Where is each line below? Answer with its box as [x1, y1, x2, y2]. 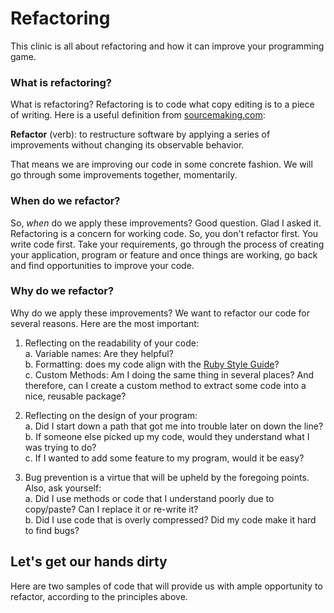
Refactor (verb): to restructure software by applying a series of [10, 128, 271, 141]
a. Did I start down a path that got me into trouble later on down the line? [24, 420, 324, 432]
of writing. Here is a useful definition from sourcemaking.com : [10, 109, 266, 121]
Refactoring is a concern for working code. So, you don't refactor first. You [10, 227, 319, 239]
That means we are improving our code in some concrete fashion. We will [10, 158, 313, 171]
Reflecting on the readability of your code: [24, 337, 200, 349]
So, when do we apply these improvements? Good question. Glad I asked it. [10, 217, 322, 229]
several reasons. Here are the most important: [10, 317, 200, 329]
